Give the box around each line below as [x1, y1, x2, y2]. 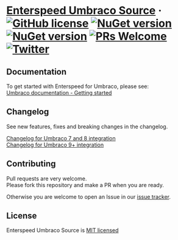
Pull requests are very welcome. [6, 174, 87, 182]
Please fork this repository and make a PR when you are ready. [6, 181, 165, 188]
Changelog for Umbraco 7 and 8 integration [6, 134, 116, 142]
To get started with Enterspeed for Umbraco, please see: [6, 83, 149, 90]
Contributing [6, 159, 56, 169]
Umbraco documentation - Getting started [6, 89, 112, 96]
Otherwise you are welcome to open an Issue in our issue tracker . [6, 193, 171, 201]
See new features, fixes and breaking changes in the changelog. [6, 123, 168, 130]
